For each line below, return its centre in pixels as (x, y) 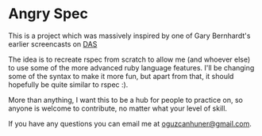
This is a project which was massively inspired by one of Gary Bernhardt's (129, 36)
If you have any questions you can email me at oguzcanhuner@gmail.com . (130, 123)
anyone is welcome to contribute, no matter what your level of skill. (118, 108)
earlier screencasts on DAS (53, 43)
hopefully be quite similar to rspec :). (68, 85)
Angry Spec (48, 14)
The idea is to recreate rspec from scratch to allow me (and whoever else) (129, 59)
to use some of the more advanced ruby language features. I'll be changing (131, 67)
